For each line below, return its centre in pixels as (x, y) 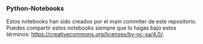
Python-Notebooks (35, 8)
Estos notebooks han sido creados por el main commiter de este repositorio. (101, 22)
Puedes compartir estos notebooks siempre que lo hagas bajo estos (92, 28)
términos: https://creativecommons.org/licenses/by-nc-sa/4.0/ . (85, 34)
